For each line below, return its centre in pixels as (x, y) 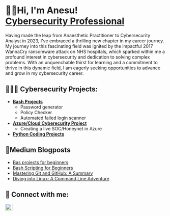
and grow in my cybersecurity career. (45, 73)
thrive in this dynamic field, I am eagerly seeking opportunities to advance (83, 68)
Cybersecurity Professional (65, 21)
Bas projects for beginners (40, 162)
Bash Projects (28, 101)
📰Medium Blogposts (38, 150)
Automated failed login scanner (53, 118)
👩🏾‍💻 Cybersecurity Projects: (52, 89)
